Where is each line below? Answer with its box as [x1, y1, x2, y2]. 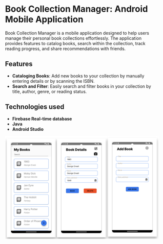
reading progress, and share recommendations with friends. [5, 46, 126, 51]
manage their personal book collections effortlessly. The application [5, 35, 142, 41]
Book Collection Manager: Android [5, 3, 148, 15]
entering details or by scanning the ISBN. [12, 78, 95, 84]
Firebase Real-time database [12, 116, 72, 122]
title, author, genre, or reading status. [12, 88, 87, 94]
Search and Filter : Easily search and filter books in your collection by [12, 83, 151, 89]
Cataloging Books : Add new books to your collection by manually [12, 73, 145, 79]
